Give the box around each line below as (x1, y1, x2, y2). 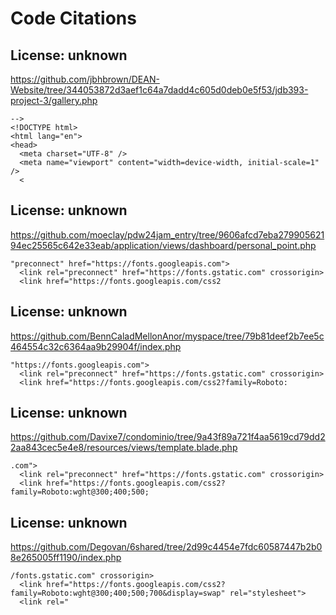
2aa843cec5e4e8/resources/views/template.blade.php (10, 442, 238, 454)
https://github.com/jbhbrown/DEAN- (10, 73, 160, 85)
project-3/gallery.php (10, 95, 98, 106)
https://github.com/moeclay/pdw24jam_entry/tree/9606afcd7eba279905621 (10, 228, 325, 241)
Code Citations (10, 7, 137, 30)
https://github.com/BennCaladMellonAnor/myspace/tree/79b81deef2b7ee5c (10, 330, 325, 342)
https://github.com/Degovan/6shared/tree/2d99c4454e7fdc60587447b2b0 (10, 541, 323, 553)
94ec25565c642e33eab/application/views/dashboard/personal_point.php (10, 239, 317, 251)
